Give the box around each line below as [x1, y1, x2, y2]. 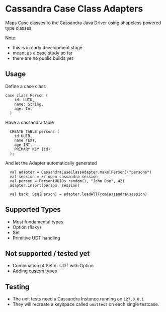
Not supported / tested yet [5, 249, 90, 258]
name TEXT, [14, 138, 37, 143]
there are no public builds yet [12, 55, 73, 61]
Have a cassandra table [5, 119, 54, 125]
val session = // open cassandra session [10, 174, 98, 179]
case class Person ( [5, 93, 49, 98]
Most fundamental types [12, 218, 64, 224]
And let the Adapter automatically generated [5, 160, 97, 166]
